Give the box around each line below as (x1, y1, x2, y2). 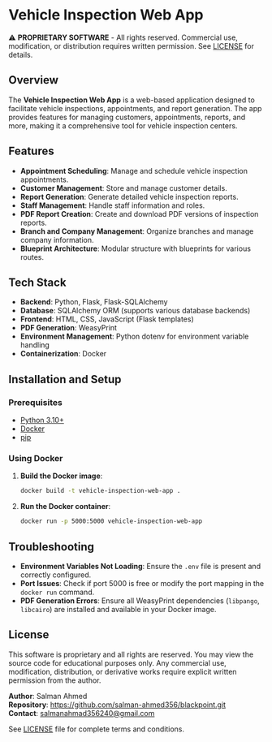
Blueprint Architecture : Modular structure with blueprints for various (19, 244, 252, 253)
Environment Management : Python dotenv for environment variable (19, 331, 249, 342)
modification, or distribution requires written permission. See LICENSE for (8, 41, 254, 50)
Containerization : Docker (19, 349, 107, 359)
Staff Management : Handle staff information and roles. (19, 201, 205, 210)
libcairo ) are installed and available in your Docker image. (19, 604, 217, 614)
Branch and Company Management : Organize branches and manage (19, 226, 254, 236)
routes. (19, 252, 45, 261)
